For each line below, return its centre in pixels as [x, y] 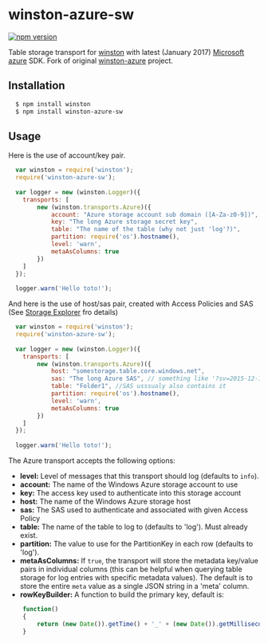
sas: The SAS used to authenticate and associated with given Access [134, 510]
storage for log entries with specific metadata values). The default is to [136, 578]
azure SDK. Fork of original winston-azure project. [91, 61]
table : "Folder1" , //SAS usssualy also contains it [138, 386]
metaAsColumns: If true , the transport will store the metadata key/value [139, 561]
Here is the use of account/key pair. [67, 155]
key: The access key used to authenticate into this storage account [130, 493]
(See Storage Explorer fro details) [63, 312]
